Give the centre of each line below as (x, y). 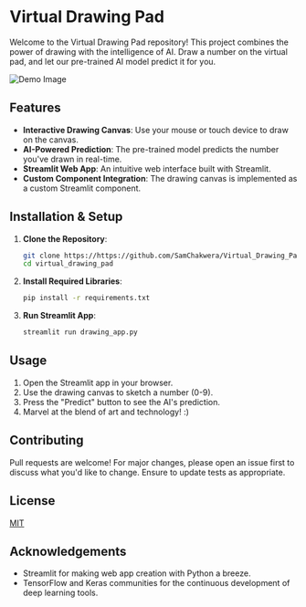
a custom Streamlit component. (82, 188)
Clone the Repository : (65, 238)
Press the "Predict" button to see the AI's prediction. (121, 402)
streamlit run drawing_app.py (80, 332)
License (32, 501)
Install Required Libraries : (73, 281)
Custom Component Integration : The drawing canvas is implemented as (160, 178)
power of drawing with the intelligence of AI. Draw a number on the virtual (148, 51)
